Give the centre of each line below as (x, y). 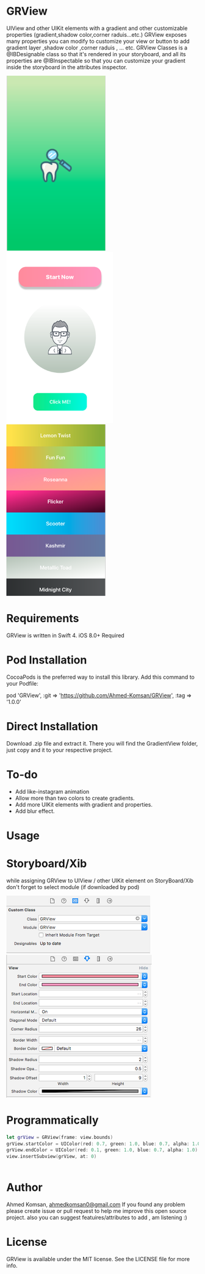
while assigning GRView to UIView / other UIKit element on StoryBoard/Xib (100, 880)
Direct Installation (52, 726)
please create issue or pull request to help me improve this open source (96, 1210)
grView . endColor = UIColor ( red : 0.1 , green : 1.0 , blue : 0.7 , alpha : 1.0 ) (102, 1150)
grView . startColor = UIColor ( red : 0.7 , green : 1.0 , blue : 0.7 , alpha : (98, 1144)
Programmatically (52, 1120)
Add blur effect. (35, 811)
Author (24, 1188)
